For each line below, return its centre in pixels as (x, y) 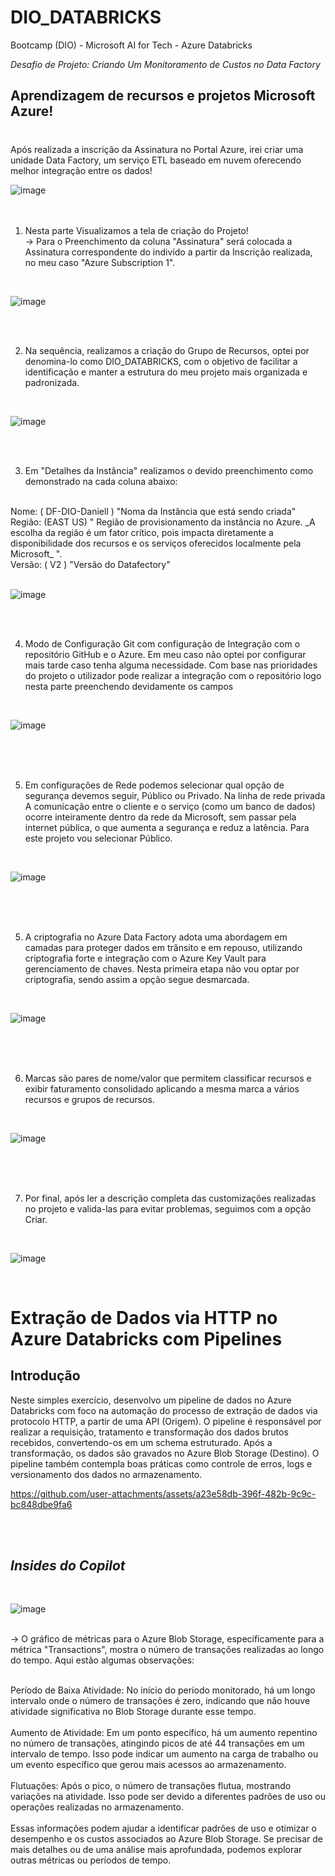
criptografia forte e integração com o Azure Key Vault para (145, 958)
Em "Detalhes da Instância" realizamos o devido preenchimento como (169, 470)
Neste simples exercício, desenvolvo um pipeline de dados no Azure (151, 1400)
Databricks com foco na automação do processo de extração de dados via (164, 1410)
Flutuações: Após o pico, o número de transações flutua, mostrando (151, 1786)
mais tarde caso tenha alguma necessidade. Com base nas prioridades (171, 665)
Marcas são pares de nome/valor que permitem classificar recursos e (168, 1078)
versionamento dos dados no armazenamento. (106, 1474)
